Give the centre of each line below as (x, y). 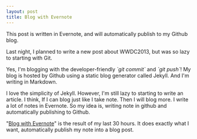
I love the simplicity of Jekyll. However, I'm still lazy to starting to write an (95, 93)
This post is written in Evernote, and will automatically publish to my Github (97, 34)
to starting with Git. (29, 58)
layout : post (22, 11)
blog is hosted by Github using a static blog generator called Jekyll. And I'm (98, 75)
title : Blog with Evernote (39, 17)
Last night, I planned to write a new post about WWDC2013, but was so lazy (98, 51)
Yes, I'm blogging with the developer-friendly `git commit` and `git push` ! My (98, 69)
